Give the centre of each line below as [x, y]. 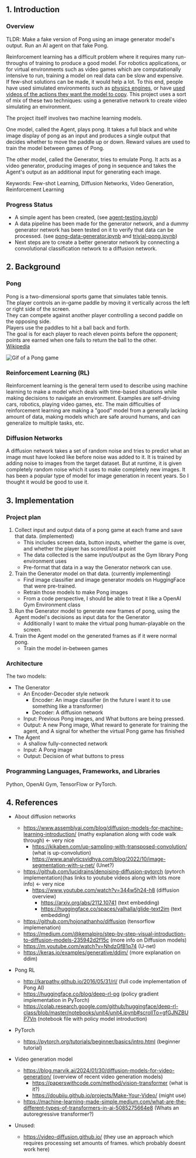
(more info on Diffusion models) [149, 940]
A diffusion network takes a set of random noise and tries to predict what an [98, 451]
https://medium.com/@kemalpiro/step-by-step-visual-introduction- [104, 934]
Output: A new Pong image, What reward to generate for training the [106, 725]
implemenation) [42, 928]
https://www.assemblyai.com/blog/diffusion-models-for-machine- [103, 828]
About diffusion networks [45, 817]
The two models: [26, 676]
